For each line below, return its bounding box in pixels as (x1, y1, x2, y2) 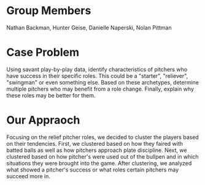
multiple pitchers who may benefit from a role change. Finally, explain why (6, 85, 195, 92)
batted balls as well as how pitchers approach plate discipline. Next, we (6, 146, 187, 154)
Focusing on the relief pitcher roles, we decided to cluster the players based (6, 133, 199, 141)
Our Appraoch (6, 113, 80, 127)
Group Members (6, 4, 91, 18)
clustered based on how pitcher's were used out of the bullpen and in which (6, 153, 199, 160)
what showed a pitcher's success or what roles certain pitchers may (6, 166, 179, 173)
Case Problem (6, 45, 80, 59)
